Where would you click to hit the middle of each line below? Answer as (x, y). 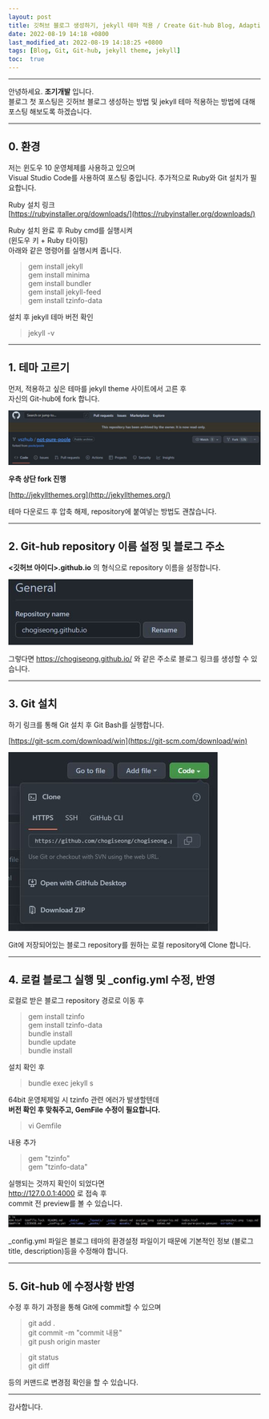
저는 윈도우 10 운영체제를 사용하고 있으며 (72, 168)
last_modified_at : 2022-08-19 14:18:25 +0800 (85, 42)
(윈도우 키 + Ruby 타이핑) (48, 240)
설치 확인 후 (27, 1067)
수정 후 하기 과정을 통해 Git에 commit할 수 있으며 (85, 1308)
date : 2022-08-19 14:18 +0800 (59, 34)
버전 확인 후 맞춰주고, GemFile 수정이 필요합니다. (84, 1110)
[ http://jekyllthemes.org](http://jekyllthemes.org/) (89, 495)
